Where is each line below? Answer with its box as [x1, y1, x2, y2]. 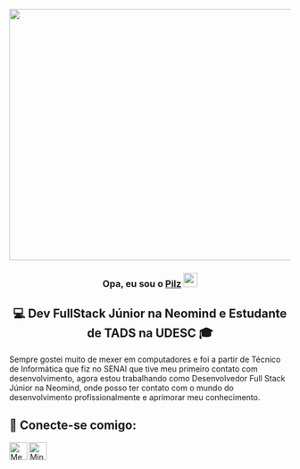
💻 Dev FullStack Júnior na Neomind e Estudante [12, 306, 287, 322]
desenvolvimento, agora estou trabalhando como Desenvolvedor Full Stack [9, 373, 286, 383]
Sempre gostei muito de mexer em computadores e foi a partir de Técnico [9, 354, 281, 364]
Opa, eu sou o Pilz [102, 277, 182, 289]
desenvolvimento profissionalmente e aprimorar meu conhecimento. [9, 391, 261, 402]
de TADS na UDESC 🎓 [87, 326, 213, 341]
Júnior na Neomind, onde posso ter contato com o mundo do [9, 382, 234, 393]
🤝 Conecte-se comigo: [9, 418, 137, 433]
